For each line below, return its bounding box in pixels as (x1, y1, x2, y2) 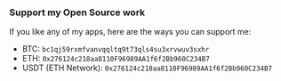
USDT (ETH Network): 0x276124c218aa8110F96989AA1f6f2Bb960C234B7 (21, 62, 273, 73)
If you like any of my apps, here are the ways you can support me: (9, 27, 252, 37)
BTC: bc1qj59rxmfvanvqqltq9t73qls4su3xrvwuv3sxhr (21, 44, 210, 54)
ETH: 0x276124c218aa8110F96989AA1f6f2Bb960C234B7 (21, 53, 211, 64)
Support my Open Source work (9, 6, 146, 19)
